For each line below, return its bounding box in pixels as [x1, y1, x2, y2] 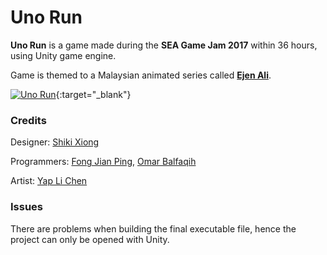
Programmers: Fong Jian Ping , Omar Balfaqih [10, 156, 197, 168]
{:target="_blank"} [55, 88, 132, 100]
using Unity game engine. [10, 49, 117, 61]
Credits [10, 113, 47, 127]
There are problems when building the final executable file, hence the [10, 222, 297, 235]
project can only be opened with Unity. [10, 233, 170, 245]
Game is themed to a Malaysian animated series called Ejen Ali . [10, 69, 272, 81]
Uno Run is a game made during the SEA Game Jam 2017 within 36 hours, [10, 39, 318, 51]
